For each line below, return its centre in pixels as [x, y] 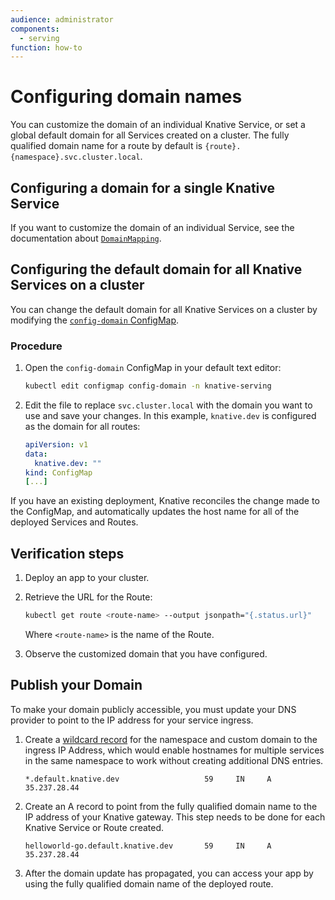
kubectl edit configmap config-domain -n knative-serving [148, 386]
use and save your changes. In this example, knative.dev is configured [170, 415]
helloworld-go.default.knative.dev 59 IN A [148, 846]
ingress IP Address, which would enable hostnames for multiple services [174, 750]
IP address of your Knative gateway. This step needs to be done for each [175, 817]
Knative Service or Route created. [94, 827]
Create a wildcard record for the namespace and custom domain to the [171, 739]
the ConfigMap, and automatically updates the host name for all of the [155, 512]
